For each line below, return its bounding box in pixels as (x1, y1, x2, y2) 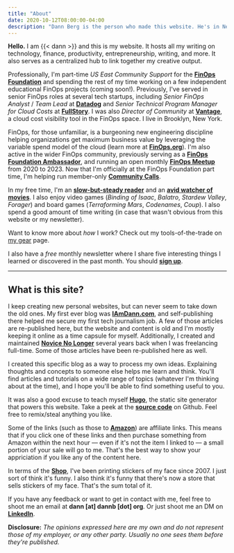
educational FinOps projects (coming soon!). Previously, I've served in (8, 85, 208, 94)
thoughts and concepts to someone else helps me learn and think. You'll (8, 368, 215, 376)
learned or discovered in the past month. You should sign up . (8, 257, 183, 265)
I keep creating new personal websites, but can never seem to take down (8, 302, 217, 311)
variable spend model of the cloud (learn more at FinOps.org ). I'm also (8, 143, 210, 151)
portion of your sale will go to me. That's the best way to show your (8, 446, 201, 454)
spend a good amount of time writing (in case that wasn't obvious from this (8, 208, 223, 216)
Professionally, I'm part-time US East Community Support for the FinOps (8, 70, 216, 79)
